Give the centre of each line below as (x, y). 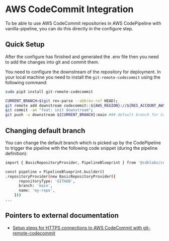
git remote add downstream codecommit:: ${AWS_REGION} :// (66, 105)
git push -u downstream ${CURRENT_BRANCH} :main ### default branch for (82, 115)
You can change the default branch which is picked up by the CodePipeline (83, 143)
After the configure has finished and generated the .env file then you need (82, 56)
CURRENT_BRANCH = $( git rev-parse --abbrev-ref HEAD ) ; (62, 101)
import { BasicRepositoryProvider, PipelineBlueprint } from (71, 162)
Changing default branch (45, 130)
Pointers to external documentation (62, 216)
